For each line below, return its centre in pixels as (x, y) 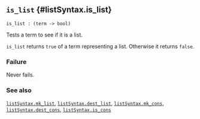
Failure (16, 62)
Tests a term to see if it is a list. (44, 35)
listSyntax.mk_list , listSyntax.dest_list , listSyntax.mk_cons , (85, 103)
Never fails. (20, 75)
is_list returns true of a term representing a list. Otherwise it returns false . (100, 46)
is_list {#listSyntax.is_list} (59, 10)
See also (19, 90)
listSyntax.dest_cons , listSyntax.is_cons (59, 109)
